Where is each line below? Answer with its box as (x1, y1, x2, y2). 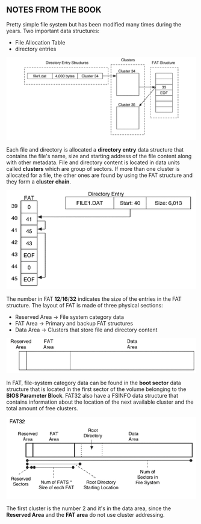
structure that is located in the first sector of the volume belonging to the (6, 385, 187, 393)
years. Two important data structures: (6, 27, 100, 34)
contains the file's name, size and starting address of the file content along (6, 152, 192, 159)
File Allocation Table (14, 39, 66, 46)
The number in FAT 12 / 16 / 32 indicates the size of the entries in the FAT (6, 295, 182, 303)
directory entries (14, 45, 57, 52)
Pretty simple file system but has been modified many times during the (6, 20, 182, 28)
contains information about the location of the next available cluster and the (6, 398, 194, 405)
